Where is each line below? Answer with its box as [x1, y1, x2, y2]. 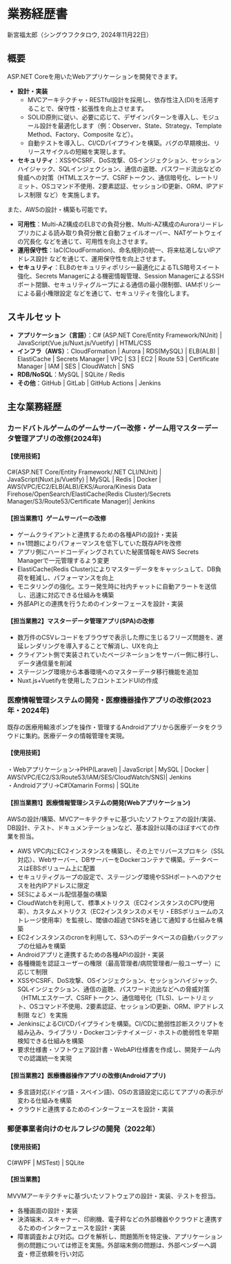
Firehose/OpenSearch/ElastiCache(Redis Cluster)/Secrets [7, 490, 171, 498]
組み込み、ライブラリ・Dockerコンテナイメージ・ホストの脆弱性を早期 [17, 1028, 219, 1037]
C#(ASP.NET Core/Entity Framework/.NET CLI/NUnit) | [7, 468, 162, 477]
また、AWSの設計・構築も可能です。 [7, 205, 112, 213]
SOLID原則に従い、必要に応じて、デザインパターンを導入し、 [27, 113, 202, 121]
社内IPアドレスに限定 [29, 881, 90, 890]
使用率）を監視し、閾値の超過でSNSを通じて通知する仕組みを [41, 916, 217, 924]
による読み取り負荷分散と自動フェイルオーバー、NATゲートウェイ [35, 229, 223, 237]
